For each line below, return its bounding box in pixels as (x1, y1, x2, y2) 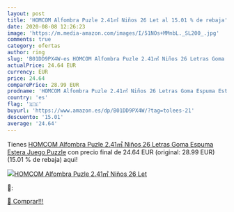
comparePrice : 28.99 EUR (7, 81, 79, 88)
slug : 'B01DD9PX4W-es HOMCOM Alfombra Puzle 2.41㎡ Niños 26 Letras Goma (7, 56, 225, 63)
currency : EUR (7, 68, 49, 75)
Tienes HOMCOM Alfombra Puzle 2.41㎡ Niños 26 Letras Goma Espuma (7, 140, 214, 148)
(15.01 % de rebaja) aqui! (7, 155, 78, 163)
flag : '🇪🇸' (7, 101, 42, 108)
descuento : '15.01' (7, 113, 64, 120)
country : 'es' (7, 95, 49, 101)
